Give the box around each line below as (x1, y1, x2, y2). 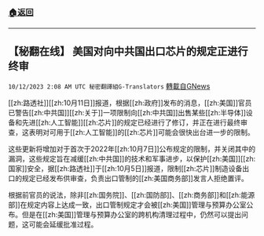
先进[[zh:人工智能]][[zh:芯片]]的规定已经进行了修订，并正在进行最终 (21, 118, 241, 127)
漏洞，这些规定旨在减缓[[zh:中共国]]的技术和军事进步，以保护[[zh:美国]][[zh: (8, 154, 256, 164)
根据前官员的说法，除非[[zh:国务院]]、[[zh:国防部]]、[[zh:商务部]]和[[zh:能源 (8, 191, 255, 200)
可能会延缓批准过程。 (28, 220, 98, 229)
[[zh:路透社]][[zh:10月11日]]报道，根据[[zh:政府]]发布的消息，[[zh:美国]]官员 (8, 98, 252, 107)
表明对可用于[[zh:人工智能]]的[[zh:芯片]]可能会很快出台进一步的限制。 (28, 128, 255, 137)
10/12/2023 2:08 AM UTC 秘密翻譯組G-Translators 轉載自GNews (8, 82, 211, 91)
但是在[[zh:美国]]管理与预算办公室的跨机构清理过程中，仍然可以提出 (21, 210, 242, 220)
